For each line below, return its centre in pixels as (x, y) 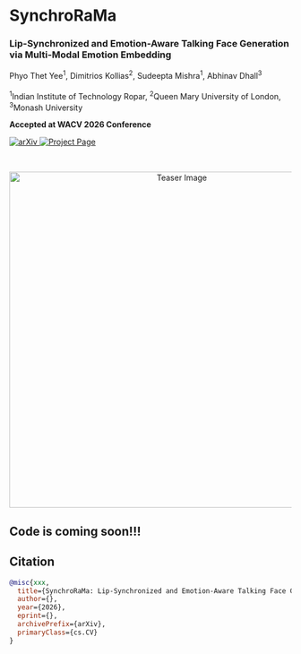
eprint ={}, (38, 616)
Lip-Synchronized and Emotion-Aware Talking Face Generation (149, 44)
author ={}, (38, 599)
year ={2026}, (42, 607)
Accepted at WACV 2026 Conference (81, 125)
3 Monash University (46, 107)
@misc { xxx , (30, 582)
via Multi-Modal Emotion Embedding (90, 55)
